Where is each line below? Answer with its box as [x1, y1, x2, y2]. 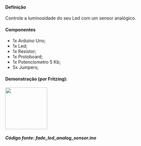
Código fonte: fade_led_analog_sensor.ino [5, 135, 97, 141]
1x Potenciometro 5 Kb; [12, 59, 61, 65]
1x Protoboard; [12, 54, 43, 60]
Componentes [5, 27, 36, 33]
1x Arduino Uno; [12, 38, 46, 44]
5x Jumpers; [12, 64, 39, 70]
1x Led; [12, 43, 28, 49]
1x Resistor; [12, 48, 37, 55]
